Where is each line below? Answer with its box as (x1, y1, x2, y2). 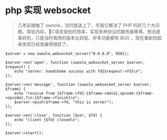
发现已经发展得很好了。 (22, 41, 71, 47)
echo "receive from (14, 91, 55, 96)
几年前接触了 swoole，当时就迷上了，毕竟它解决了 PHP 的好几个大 (17, 22, 155, 28)
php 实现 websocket (5, 5, 91, 16)
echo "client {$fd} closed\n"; (14, 117, 80, 122)
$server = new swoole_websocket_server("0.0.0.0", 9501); (5, 51, 129, 56)
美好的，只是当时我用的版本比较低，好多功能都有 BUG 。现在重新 (17, 35, 153, 41)
